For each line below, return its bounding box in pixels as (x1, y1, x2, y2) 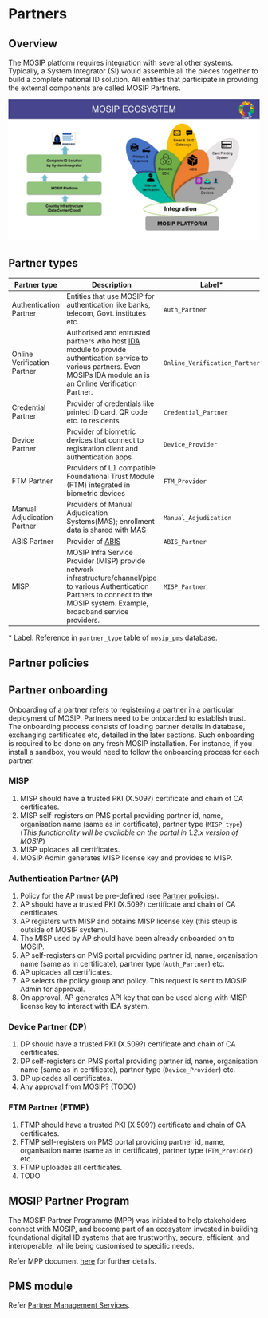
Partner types (8, 256, 78, 270)
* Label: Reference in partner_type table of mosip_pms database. (8, 633, 218, 643)
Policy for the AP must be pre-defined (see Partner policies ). (19, 891, 219, 901)
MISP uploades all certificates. (19, 844, 120, 854)
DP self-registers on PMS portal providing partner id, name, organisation (19, 1056, 258, 1066)
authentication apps (66, 452, 132, 462)
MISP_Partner (163, 582, 207, 591)
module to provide (66, 345, 126, 355)
